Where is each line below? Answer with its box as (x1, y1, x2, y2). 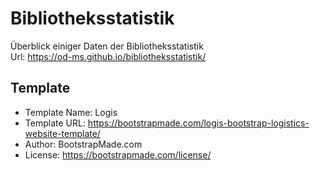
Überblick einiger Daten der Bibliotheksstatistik (10, 40, 204, 52)
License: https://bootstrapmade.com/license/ (24, 148, 212, 161)
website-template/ (24, 127, 101, 139)
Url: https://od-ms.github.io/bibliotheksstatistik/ (10, 50, 207, 62)
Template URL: (24, 117, 86, 129)
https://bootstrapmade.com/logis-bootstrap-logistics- (87, 117, 310, 129)
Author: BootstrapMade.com (24, 138, 143, 150)
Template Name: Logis (24, 106, 118, 118)
